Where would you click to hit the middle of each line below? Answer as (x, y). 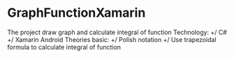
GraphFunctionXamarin (76, 13)
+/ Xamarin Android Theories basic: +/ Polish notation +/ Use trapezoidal (112, 39)
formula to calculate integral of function (64, 47)
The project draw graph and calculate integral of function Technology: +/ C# (117, 32)
